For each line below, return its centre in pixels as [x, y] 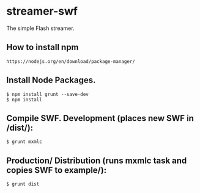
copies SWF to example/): [57, 170]
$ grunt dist [23, 184]
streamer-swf [42, 11]
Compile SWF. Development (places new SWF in [100, 118]
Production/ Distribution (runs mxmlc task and [97, 160]
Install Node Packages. [51, 80]
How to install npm [43, 47]
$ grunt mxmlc [24, 142]
